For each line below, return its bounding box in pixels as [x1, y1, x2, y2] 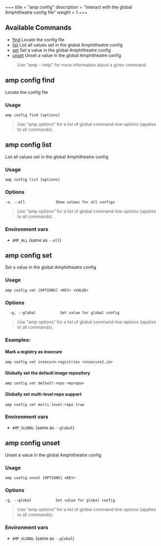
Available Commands [5, 24, 72, 32]
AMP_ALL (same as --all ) [12, 237, 61, 243]
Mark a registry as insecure [5, 349, 62, 355]
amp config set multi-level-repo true [5, 402, 84, 407]
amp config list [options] [5, 177, 60, 182]
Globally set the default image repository [5, 370, 91, 376]
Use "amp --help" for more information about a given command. [17, 61, 147, 68]
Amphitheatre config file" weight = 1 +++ [5, 9, 87, 15]
